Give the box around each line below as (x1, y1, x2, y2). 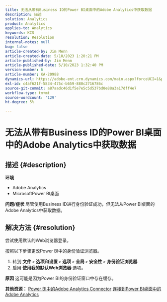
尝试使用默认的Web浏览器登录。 (5, 237, 71, 243)
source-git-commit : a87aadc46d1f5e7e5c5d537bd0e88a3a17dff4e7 (5, 85, 137, 91)
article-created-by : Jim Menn (5, 49, 68, 54)
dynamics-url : (5, 76, 35, 81)
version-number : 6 (5, 68, 43, 73)
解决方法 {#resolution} (5, 223, 76, 231)
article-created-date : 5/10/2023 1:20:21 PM (5, 53, 99, 59)
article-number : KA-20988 (5, 72, 59, 77)
